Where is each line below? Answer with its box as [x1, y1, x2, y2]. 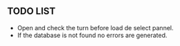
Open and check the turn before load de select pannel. [17, 23, 174, 32]
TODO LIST [7, 5, 56, 17]
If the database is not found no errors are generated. [17, 31, 168, 39]
